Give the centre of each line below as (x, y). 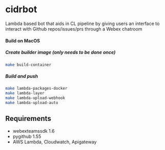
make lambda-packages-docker (36, 89)
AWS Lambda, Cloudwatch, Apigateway (55, 142)
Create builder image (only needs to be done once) (60, 53)
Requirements (28, 119)
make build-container (28, 65)
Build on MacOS (23, 41)
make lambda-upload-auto (32, 103)
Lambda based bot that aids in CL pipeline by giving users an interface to (82, 23)
